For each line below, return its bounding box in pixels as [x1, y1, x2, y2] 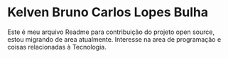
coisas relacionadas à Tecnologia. [7, 42, 107, 51]
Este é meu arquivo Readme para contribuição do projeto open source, [7, 28, 215, 36]
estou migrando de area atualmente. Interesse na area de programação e [7, 35, 222, 43]
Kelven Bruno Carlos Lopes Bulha [7, 4, 208, 21]
